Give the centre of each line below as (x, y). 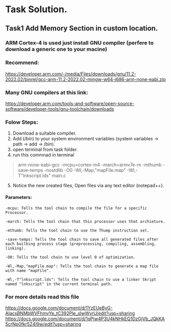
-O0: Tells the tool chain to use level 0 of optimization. (71, 257)
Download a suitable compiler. (44, 133)
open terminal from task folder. (45, 149)
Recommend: (22, 63)
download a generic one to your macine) (56, 49)
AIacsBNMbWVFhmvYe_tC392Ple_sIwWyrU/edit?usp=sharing (70, 313)
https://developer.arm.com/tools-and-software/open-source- (70, 104)
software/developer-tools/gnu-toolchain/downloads (60, 109)
